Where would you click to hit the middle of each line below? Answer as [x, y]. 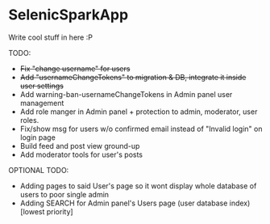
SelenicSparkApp [69, 15]
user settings [42, 86]
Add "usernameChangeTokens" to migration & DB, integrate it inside [133, 77]
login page [38, 137]
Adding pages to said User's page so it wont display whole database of [138, 186]
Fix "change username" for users [75, 68]
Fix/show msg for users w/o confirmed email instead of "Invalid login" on [141, 129]
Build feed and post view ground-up [80, 146]
